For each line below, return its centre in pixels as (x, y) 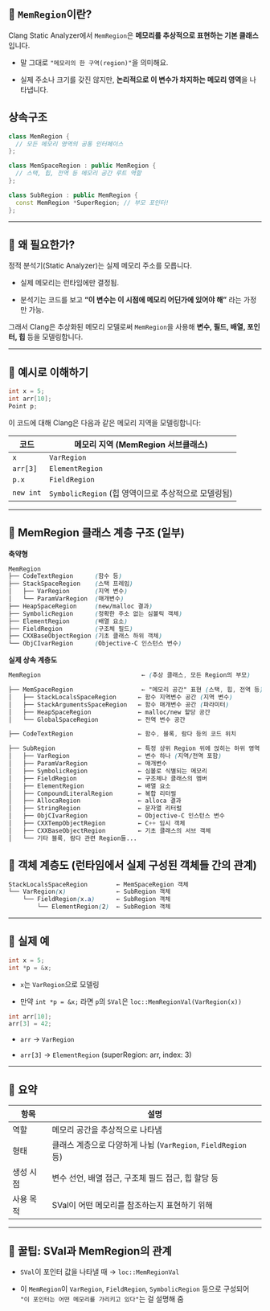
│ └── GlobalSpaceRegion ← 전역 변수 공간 (97, 719)
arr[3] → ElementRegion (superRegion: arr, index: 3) (106, 1055)
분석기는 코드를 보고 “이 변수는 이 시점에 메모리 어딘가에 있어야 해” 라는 (131, 300)
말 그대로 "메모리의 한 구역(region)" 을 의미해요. (94, 62)
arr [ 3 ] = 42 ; (30, 1024)
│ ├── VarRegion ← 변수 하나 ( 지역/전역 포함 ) (115, 756)
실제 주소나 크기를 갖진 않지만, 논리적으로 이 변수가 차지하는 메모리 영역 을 (134, 80)
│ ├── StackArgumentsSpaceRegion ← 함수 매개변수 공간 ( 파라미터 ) (119, 705)
